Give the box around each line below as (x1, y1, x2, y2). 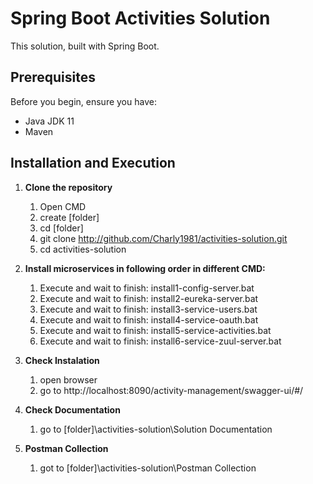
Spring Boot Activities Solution (10, 7, 271, 30)
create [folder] (39, 211, 100, 223)
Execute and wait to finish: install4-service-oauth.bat (39, 313, 259, 326)
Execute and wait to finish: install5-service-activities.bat (39, 324, 272, 336)
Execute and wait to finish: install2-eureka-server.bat (39, 292, 259, 304)
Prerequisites (10, 69, 96, 86)
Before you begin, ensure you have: (10, 95, 157, 107)
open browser (39, 373, 98, 386)
